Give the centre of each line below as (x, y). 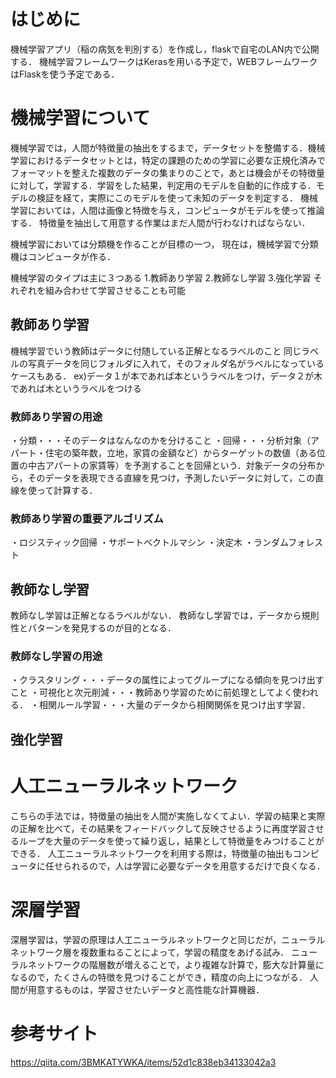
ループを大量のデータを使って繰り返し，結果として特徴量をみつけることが (171, 841)
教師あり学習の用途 (56, 417)
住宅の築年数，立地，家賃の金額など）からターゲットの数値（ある (180, 452)
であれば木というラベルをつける (76, 388)
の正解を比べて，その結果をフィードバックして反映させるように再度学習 (158, 828)
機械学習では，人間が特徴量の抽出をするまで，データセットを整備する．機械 (168, 147)
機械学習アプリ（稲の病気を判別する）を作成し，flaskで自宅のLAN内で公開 (165, 49)
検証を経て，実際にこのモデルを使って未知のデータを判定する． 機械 (177, 197)
